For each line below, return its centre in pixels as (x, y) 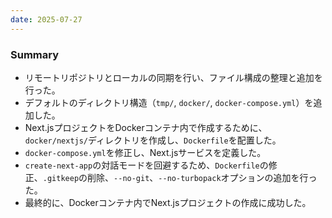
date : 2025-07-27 (46, 19)
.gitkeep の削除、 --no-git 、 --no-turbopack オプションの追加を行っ (180, 177)
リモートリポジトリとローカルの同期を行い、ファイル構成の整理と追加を (173, 77)
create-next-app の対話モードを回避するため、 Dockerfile (142, 165)
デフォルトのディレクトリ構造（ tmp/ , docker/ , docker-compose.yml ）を (169, 102)
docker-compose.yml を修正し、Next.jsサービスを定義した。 (145, 152)
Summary (35, 54)
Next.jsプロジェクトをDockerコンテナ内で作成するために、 (146, 127)
